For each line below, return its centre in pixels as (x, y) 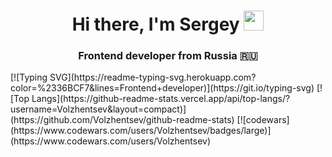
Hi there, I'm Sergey (155, 24)
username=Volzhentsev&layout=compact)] (98, 109)
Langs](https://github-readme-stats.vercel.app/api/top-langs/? (161, 99)
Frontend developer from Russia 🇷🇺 (168, 56)
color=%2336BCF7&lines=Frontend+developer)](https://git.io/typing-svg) (162, 88)
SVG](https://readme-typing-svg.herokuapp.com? (153, 77)
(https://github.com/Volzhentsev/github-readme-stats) (122, 120)
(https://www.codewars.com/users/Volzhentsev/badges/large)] (141, 131)
